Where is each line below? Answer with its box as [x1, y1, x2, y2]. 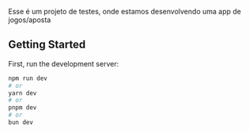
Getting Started [8, 38, 86, 51]
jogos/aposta [8, 15, 51, 25]
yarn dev [8, 89, 37, 97]
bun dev [8, 119, 34, 127]
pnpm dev [8, 104, 37, 112]
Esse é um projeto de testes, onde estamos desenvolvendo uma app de [8, 7, 241, 16]
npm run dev [8, 74, 47, 82]
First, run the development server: [8, 59, 119, 68]
